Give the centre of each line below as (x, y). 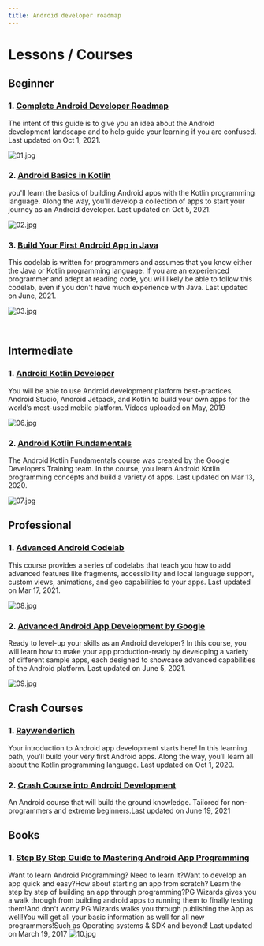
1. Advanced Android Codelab (66, 548)
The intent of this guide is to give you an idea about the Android (112, 123)
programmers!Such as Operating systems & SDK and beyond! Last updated (130, 925)
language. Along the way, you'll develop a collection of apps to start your (126, 201)
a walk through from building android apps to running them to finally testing (131, 900)
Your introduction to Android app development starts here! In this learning (128, 748)
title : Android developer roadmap (65, 15)
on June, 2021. (32, 296)
